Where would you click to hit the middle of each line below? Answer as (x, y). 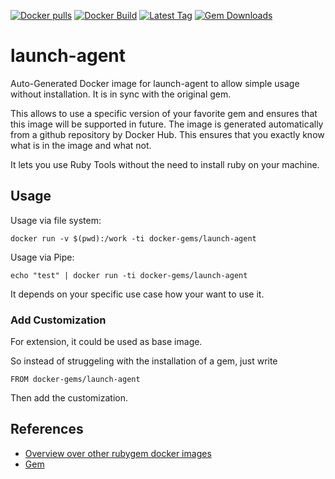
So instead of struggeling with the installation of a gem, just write (144, 361)
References (47, 429)
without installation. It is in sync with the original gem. (121, 94)
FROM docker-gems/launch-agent (75, 380)
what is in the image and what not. (81, 145)
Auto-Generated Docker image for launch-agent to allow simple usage (155, 83)
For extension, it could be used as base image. (106, 342)
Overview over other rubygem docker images (118, 453)
